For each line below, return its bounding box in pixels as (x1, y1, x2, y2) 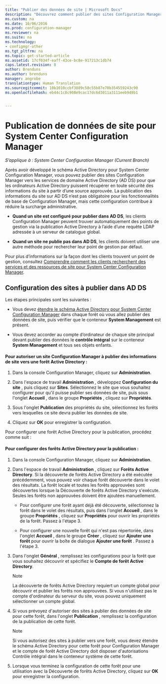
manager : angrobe (5, 76, 41, 81)
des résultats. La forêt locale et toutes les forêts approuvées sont (12, 482, 145, 488)
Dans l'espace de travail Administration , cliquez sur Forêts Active (12, 466, 149, 472)
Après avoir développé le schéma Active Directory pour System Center (5, 167, 149, 173)
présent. (12, 322, 30, 328)
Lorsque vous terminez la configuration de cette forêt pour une (12, 663, 141, 669)
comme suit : (5, 434, 32, 440)
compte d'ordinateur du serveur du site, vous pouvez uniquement (12, 593, 146, 599)
